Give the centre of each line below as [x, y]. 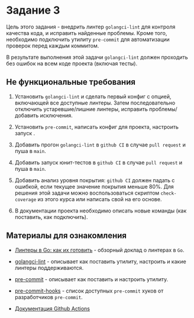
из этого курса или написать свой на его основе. [100, 199]
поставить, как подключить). [51, 217]
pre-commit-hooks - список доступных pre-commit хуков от [89, 291]
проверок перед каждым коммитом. [53, 46]
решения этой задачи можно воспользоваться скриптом [87, 193]
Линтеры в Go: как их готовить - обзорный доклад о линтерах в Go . [99, 250]
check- [169, 193]
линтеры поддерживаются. [49, 268]
